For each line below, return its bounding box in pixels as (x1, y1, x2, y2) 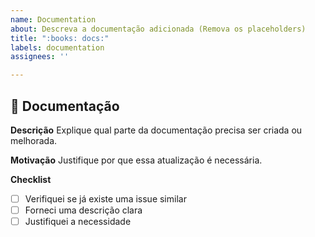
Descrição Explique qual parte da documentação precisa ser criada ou (10, 124, 303, 136)
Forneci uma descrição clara (24, 204, 143, 216)
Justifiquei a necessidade (24, 216, 132, 228)
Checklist (10, 173, 52, 185)
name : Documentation (10, 14, 97, 25)
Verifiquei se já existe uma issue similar (24, 192, 187, 205)
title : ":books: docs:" (10, 33, 110, 43)
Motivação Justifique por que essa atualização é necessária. (10, 154, 263, 166)
